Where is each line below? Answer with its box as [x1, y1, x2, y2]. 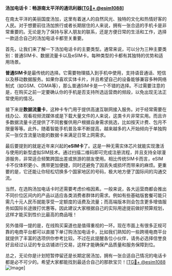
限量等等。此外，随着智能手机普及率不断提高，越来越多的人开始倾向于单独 [5, 126, 162, 131]
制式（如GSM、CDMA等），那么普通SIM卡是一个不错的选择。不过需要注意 [5, 83, 161, 89]
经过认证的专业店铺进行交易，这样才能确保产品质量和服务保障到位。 [14, 242, 158, 248]
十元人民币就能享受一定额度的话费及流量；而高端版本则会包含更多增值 [14, 199, 162, 205]
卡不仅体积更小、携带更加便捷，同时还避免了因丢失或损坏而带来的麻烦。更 [5, 162, 162, 168]
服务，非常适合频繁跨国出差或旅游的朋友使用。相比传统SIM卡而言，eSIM [9, 156, 163, 162]
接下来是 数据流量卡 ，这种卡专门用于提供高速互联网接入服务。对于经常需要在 [5, 106, 167, 112]
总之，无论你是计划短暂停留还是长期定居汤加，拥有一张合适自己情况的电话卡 [5, 252, 167, 259]
